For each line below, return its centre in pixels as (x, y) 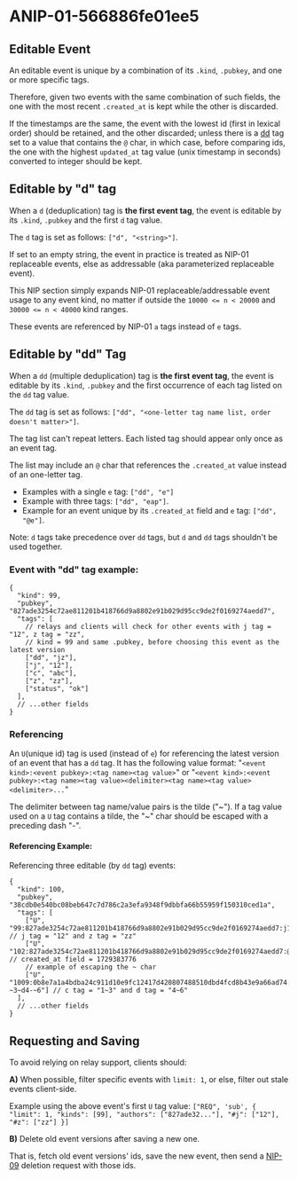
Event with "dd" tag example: (74, 570)
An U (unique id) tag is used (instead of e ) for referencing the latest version (144, 754)
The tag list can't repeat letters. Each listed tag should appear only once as (146, 438)
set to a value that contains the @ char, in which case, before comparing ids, (147, 142)
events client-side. (43, 1089)
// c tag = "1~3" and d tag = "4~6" (121, 991)
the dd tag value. (39, 394)
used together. (36, 546)
